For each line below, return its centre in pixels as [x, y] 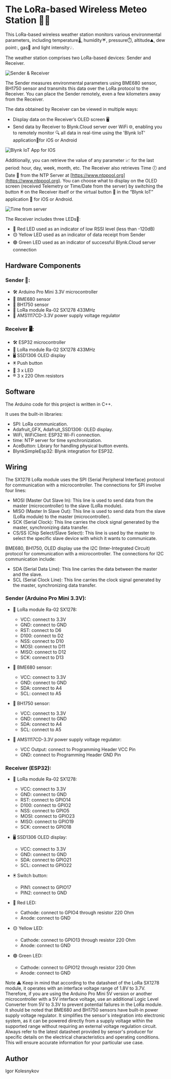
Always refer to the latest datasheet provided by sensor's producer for [79, 1032]
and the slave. [27, 574]
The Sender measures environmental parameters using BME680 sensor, [81, 83]
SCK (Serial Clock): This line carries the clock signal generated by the [86, 522]
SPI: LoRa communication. [40, 424]
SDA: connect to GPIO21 [46, 860]
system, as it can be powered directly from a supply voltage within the [79, 1021]
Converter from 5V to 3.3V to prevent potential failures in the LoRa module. [84, 1004]
